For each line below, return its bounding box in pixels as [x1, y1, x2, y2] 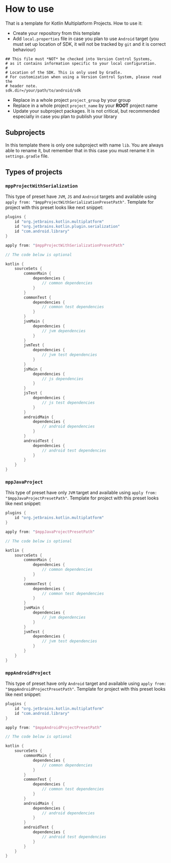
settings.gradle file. [5, 153, 49, 159]
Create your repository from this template [12, 30, 101, 36]
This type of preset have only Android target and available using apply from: [5, 680, 166, 687]
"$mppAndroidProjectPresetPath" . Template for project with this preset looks [5, 686, 166, 692]
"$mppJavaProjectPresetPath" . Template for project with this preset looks [5, 495, 159, 501]
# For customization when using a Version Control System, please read [5, 74, 161, 80]
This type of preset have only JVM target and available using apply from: [5, 490, 157, 496]
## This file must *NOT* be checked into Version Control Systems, [5, 56, 153, 62]
